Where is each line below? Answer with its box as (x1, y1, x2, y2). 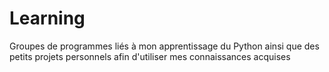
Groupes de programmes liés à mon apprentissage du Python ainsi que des (9, 40, 320, 52)
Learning (9, 7, 86, 30)
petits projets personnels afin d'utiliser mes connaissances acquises (9, 50, 291, 62)
